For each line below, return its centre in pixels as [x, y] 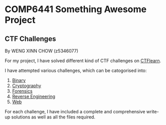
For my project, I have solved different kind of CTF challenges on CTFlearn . [83, 61]
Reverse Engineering [34, 96]
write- [153, 112]
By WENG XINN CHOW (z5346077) [42, 51]
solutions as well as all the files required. [53, 117]
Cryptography [26, 86]
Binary [19, 80]
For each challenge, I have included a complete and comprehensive [75, 112]
